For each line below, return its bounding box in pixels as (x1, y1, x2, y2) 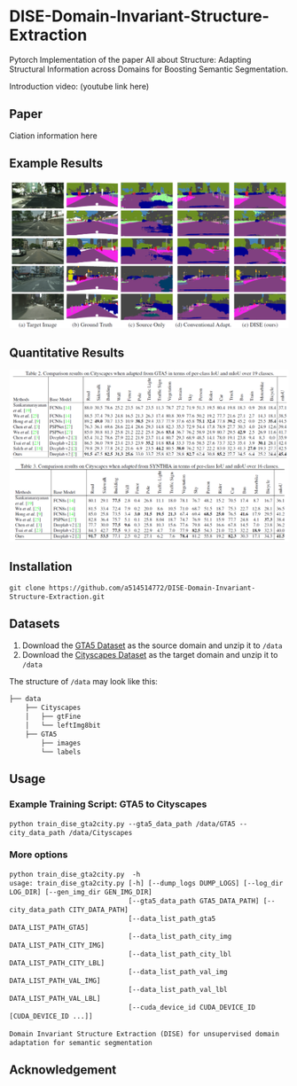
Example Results (9, 156, 104, 171)
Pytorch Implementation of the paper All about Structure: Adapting (9, 54, 252, 65)
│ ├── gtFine (25, 712, 82, 721)
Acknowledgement (9, 1062, 117, 1078)
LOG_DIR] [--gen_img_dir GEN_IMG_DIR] (9, 887, 152, 896)
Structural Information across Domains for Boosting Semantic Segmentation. (9, 64, 288, 74)
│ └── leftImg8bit (25, 721, 101, 730)
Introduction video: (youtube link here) (9, 81, 149, 91)
